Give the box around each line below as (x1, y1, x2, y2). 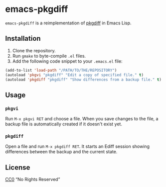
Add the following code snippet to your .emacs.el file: (12, 58, 123, 64)
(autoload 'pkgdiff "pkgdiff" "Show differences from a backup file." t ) (5, 77, 162, 82)
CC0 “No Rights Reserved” (5, 177, 60, 183)
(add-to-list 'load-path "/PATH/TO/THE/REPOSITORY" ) (5, 68, 117, 73)
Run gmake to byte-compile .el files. (12, 53, 86, 59)
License (5, 163, 30, 172)
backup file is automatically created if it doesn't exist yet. (5, 121, 122, 127)
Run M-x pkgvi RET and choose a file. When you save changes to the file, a (5, 116, 159, 122)
